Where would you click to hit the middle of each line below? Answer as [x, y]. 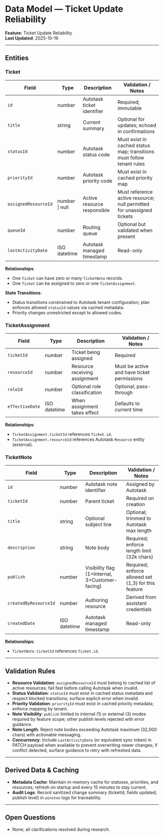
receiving [82, 372]
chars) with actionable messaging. [47, 735]
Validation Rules [30, 671]
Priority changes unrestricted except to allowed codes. [67, 312]
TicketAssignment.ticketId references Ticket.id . [62, 434]
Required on [140, 498]
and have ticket [132, 372]
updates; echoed [137, 125]
